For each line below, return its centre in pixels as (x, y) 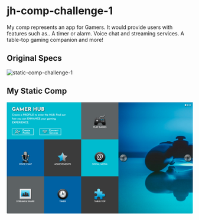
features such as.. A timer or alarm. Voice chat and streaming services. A (96, 33)
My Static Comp (37, 91)
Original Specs (35, 58)
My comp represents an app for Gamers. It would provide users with (90, 27)
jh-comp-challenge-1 (60, 11)
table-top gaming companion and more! (55, 40)
